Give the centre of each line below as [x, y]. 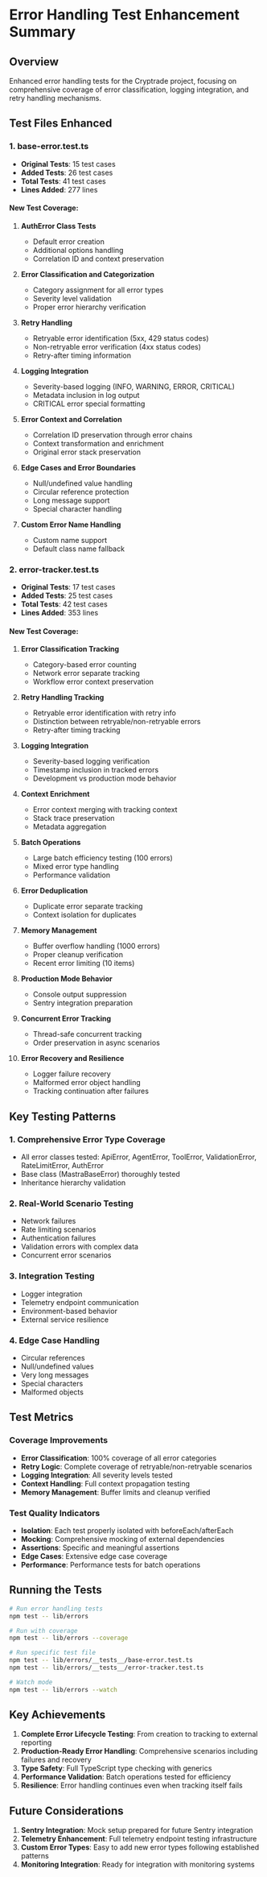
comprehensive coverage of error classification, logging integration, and [129, 89]
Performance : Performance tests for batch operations [111, 1564]
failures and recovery [56, 1760]
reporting [36, 1742]
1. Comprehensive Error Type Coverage [87, 1139]
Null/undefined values [58, 1366]
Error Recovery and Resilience [72, 1059]
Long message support [71, 500]
